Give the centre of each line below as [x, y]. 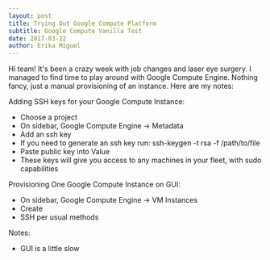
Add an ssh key [46, 135]
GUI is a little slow [50, 249]
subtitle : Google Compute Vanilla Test [75, 31]
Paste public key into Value [65, 152]
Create [31, 209]
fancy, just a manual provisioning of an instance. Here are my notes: [121, 86]
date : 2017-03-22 [37, 38]
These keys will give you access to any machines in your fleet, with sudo [141, 160]
